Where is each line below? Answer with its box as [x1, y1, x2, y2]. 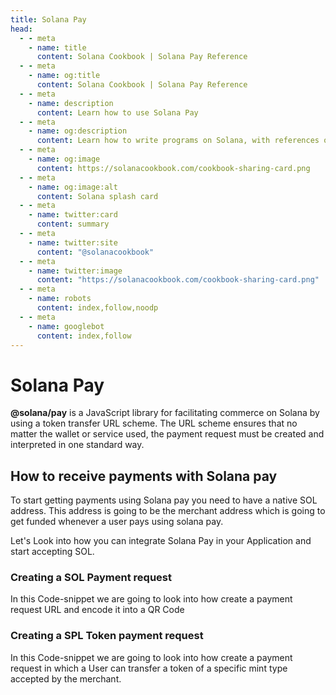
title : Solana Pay [10, 14, 87, 25]
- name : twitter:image [28, 266, 123, 276]
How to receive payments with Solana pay [10, 467, 278, 485]
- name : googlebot [28, 321, 105, 331]
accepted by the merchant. [10, 672, 122, 685]
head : [10, 24, 33, 34]
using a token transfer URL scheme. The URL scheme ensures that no [10, 417, 298, 430]
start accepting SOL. [10, 546, 95, 558]
